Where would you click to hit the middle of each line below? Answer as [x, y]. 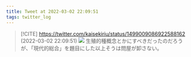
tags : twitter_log [29, 17]
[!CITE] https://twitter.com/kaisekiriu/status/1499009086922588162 [103, 33]
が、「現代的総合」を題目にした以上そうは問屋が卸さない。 [91, 48]
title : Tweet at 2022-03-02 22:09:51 [52, 11]
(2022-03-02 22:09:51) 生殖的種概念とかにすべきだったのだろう [102, 41]
